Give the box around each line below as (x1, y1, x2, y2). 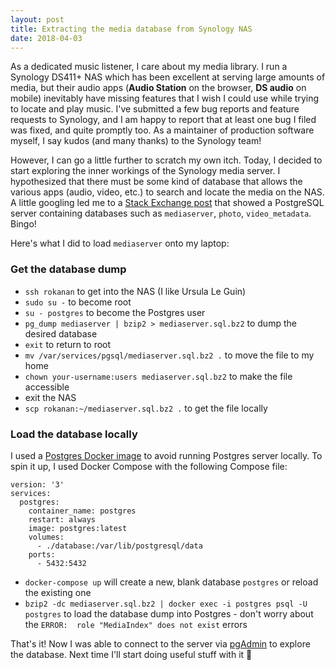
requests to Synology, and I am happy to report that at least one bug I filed (10, 114, 317, 126)
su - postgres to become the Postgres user (24, 306, 206, 318)
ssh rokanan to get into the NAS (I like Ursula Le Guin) (24, 285, 247, 297)
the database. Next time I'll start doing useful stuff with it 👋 (10, 648, 253, 660)
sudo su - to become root (24, 296, 132, 308)
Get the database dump (10, 262, 127, 276)
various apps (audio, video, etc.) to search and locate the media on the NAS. (10, 186, 325, 198)
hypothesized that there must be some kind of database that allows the (10, 176, 303, 188)
